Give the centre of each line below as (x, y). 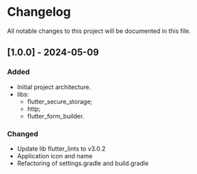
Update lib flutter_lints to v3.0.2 (61, 149)
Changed (23, 134)
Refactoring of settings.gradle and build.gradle (83, 163)
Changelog (39, 12)
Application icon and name (55, 156)
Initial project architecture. (54, 87)
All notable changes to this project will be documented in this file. (99, 31)
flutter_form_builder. (55, 116)
